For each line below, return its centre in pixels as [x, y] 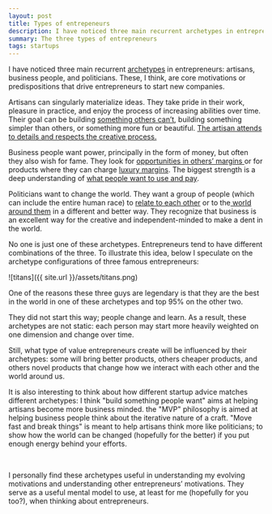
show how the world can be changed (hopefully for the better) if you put [129, 435]
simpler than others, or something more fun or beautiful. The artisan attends [135, 128]
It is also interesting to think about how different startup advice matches [128, 392]
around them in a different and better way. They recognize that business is [132, 211]
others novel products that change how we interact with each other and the [134, 368]
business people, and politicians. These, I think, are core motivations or [127, 78]
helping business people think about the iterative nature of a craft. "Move [130, 418]
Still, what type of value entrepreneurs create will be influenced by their [127, 351]
